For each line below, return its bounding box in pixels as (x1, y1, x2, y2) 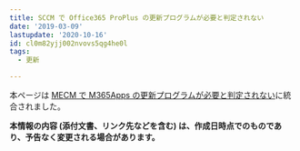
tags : (9, 47, 30, 56)
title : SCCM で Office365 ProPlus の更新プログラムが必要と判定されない (9, 13, 265, 23)
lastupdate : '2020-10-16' (9, 30, 107, 39)
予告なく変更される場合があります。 (25, 132, 161, 142)
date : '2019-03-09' (9, 22, 84, 31)
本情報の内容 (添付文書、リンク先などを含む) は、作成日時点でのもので (9, 120, 275, 131)
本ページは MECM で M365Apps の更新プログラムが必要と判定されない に (9, 90, 284, 100)
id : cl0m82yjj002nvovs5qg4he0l (9, 38, 128, 48)
